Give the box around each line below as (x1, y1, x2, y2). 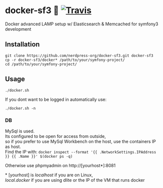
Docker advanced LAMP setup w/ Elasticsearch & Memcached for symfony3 (5, 21, 159, 27)
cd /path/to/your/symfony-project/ (5, 61, 77, 67)
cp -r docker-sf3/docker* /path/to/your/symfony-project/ (5, 57, 125, 62)
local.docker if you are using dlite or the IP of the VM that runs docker (5, 177, 145, 183)
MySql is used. (5, 128, 35, 134)
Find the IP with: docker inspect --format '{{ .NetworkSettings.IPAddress (5, 149, 157, 154)
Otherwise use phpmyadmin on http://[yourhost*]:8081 (5, 162, 116, 168)
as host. (5, 144, 21, 150)
